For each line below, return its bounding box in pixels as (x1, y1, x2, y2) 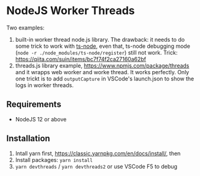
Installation (6, 133, 50, 144)
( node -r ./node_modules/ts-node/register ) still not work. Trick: (15, 48, 178, 56)
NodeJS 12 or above (15, 115, 67, 123)
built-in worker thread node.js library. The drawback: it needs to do (15, 36, 185, 43)
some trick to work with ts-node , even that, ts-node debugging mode (15, 42, 190, 50)
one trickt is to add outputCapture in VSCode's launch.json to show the (15, 75, 194, 82)
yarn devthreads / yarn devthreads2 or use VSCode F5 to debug (15, 163, 178, 170)
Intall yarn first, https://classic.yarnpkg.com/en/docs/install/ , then (15, 150, 181, 157)
